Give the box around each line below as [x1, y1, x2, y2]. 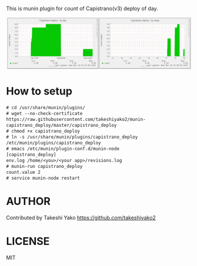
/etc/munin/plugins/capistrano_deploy [6, 140, 101, 146]
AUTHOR [6, 195, 51, 208]
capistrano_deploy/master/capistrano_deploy [6, 123, 117, 129]
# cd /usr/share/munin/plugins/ [6, 105, 85, 111]
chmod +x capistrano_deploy [11, 129, 81, 134]
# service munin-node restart [6, 176, 81, 181]
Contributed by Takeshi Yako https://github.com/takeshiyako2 [6, 214, 156, 221]
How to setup [6, 85, 72, 98]
